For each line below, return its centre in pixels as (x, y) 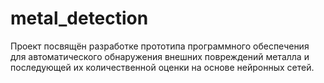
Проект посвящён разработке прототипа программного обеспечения (160, 46)
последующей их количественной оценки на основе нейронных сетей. (162, 67)
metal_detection (79, 18)
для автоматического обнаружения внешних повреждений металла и (160, 56)
